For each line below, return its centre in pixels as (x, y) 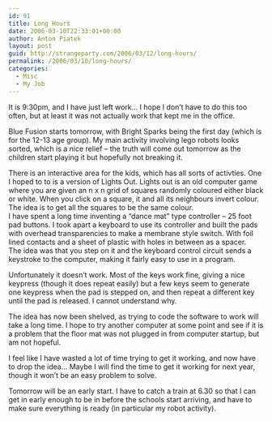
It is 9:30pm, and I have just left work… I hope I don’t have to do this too (128, 107)
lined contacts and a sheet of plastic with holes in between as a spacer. (127, 242)
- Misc (27, 76)
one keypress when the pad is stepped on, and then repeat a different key (132, 292)
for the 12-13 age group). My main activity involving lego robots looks (124, 140)
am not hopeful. (35, 342)
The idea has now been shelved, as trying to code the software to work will (134, 316)
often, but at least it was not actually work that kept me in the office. (122, 115)
